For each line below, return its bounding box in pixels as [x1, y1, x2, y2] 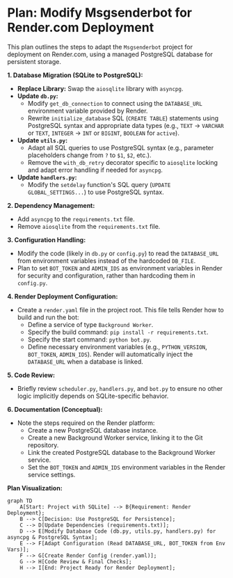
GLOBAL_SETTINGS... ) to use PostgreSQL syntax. [27, 188, 165, 196]
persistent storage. [7, 57, 61, 65]
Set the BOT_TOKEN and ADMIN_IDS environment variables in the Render [27, 463, 226, 471]
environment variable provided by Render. [27, 106, 148, 115]
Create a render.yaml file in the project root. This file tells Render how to [17, 305, 224, 314]
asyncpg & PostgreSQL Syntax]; [7, 533, 98, 540]
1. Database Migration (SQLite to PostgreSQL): [7, 71, 143, 79]
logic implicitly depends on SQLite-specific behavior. [17, 392, 169, 400]
